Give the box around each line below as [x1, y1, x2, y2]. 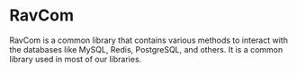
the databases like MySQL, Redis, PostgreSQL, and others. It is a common [9, 44, 283, 54]
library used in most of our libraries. [9, 53, 142, 64]
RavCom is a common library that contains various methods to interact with [9, 35, 288, 45]
